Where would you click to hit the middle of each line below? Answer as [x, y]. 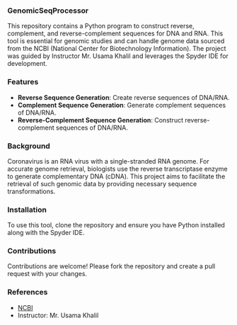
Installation [27, 210]
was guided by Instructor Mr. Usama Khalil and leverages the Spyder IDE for [118, 56]
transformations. [31, 191]
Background [29, 146]
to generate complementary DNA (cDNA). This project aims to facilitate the [116, 176]
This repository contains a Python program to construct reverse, [101, 26]
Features [23, 82]
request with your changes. [47, 274]
